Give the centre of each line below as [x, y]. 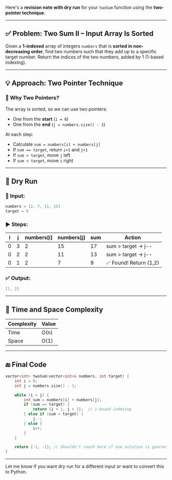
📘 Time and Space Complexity [54, 309]
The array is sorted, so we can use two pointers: [56, 109]
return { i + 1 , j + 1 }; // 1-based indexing [82, 409]
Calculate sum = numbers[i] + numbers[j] [57, 144]
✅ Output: [18, 278]
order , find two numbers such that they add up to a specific [94, 51]
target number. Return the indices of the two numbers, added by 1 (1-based [84, 57]
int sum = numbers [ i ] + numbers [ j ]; [63, 400]
